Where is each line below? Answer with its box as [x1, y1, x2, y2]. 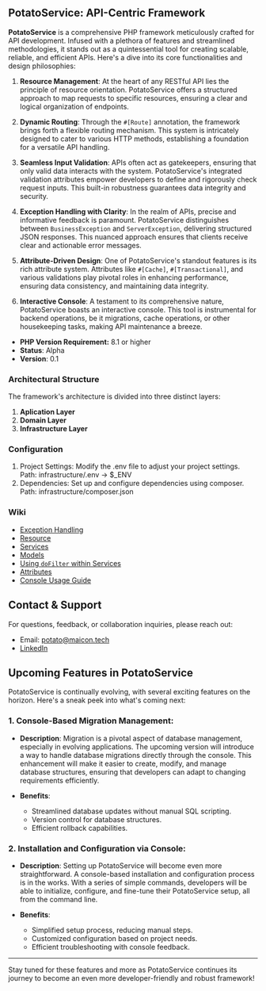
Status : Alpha [19, 345, 65, 355]
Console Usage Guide [19, 575, 92, 585]
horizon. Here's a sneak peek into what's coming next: [8, 695, 186, 705]
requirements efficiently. [19, 775, 100, 785]
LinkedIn [19, 643, 48, 652]
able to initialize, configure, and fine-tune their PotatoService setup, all [19, 886, 251, 895]
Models [19, 550, 45, 560]
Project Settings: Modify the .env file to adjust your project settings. [19, 461, 240, 471]
